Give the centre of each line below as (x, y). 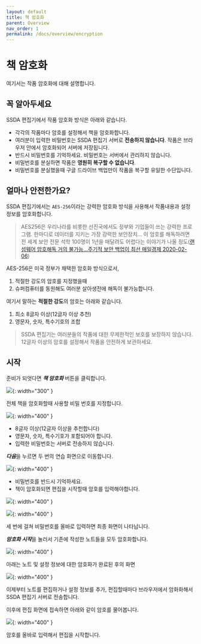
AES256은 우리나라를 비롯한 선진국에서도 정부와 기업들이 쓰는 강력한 (101, 226)
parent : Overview (28, 23)
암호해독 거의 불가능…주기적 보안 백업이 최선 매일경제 (99, 249)
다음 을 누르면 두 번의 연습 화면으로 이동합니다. (60, 456)
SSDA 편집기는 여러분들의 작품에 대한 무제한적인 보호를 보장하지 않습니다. (107, 334)
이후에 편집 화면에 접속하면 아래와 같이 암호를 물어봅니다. (72, 609)
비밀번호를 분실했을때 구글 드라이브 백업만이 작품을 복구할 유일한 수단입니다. (103, 170)
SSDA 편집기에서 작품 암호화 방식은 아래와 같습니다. (67, 119)
